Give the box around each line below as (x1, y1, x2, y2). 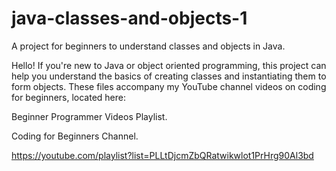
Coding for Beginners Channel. (11, 130, 139, 142)
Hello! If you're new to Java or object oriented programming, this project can (11, 59, 327, 71)
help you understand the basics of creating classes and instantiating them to (11, 70, 327, 82)
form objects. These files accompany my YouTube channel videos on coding (11, 80, 327, 92)
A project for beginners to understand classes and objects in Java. (11, 40, 286, 52)
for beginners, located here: (11, 91, 126, 103)
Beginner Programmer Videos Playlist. (11, 110, 168, 122)
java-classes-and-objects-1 (11, 7, 248, 30)
